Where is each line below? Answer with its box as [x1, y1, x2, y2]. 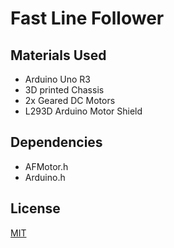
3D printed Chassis [24, 84, 105, 96]
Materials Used [10, 47, 107, 64]
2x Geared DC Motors [24, 95, 116, 106]
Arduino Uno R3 [24, 73, 92, 85]
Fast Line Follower [10, 7, 165, 30]
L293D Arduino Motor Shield [24, 105, 143, 117]
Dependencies [10, 134, 103, 151]
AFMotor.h [24, 160, 69, 172]
